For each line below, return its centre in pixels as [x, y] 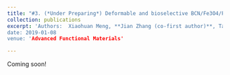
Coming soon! [27, 64]
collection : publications [44, 20]
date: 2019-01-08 [32, 32]
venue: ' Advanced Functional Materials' [66, 39]
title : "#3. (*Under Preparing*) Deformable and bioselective [98, 13]
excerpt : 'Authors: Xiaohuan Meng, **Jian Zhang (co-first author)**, [111, 26]
